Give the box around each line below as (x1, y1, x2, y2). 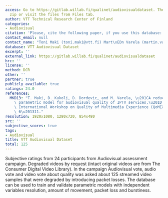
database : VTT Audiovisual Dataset (5, 44, 79, 49)
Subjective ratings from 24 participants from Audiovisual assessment (5, 156, 147, 161)
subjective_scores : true (5, 123, 57, 128)
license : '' (5, 63, 30, 68)
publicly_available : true (5, 81, 59, 86)
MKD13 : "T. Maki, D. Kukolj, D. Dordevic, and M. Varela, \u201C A (9, 95, 151, 100)
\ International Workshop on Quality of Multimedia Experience (14, 105, 149, 110)
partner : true (5, 77, 35, 82)
